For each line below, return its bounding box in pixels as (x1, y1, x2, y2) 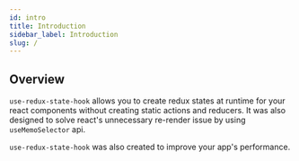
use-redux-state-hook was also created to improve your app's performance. (9, 141, 291, 153)
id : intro (9, 13, 47, 22)
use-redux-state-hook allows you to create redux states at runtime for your (9, 95, 286, 106)
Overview (9, 71, 66, 86)
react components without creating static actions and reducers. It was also (9, 105, 286, 116)
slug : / (9, 38, 39, 48)
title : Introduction (9, 22, 87, 31)
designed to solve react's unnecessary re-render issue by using (9, 114, 246, 126)
